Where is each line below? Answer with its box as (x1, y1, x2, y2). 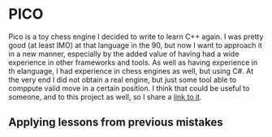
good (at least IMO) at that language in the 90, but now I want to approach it (8, 40, 262, 49)
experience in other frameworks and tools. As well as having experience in (8, 58, 258, 67)
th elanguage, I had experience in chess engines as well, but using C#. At (8, 66, 254, 75)
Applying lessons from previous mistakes (8, 115, 223, 130)
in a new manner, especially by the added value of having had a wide (8, 49, 240, 58)
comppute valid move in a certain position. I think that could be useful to (8, 83, 250, 93)
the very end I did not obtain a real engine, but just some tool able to (8, 75, 237, 84)
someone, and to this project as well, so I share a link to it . (8, 92, 202, 101)
